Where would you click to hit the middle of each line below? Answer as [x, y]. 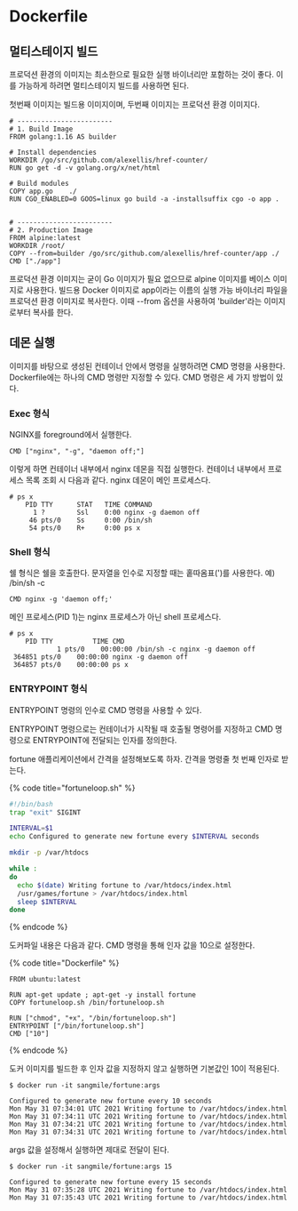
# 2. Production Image [51, 230]
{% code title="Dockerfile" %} [64, 963]
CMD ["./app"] [35, 261]
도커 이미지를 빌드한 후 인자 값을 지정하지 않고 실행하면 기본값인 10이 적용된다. [144, 1069]
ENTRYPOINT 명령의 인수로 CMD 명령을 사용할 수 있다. [106, 710]
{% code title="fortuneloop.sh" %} [72, 788]
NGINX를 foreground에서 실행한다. [71, 435]
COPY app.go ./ [43, 191]
